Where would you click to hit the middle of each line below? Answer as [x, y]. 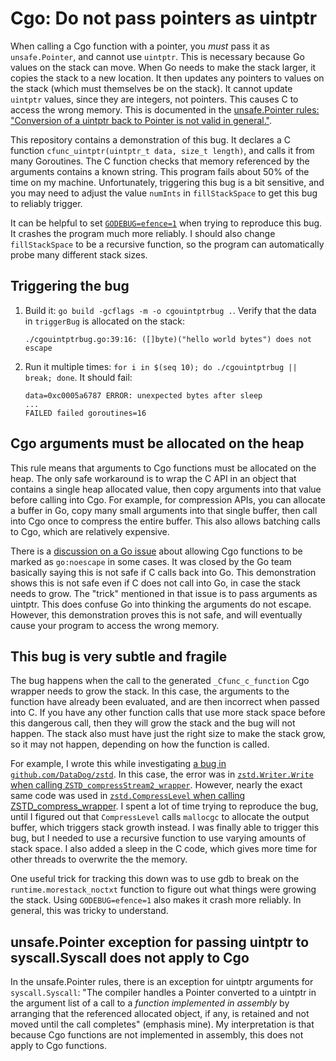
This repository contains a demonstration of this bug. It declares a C [150, 139]
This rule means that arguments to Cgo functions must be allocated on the [163, 468]
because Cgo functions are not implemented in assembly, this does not [157, 1035]
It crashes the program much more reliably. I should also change [143, 233]
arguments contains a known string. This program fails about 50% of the [160, 171]
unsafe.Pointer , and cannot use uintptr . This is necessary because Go [157, 56]
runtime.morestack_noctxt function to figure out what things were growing [163, 889]
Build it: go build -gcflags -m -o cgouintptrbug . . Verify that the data [170, 310]
